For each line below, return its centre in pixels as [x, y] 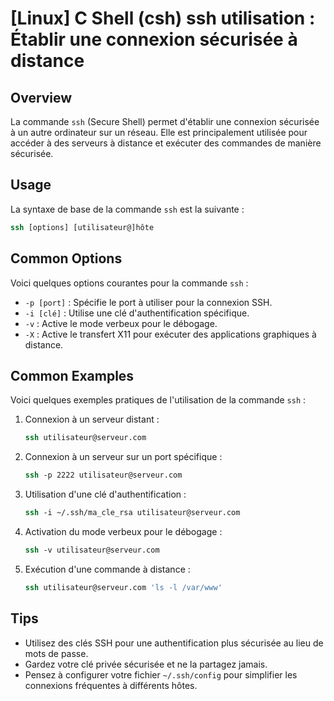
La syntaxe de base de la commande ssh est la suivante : [127, 209]
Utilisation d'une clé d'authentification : [105, 494]
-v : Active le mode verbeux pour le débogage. [121, 323]
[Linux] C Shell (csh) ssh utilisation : [163, 18]
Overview [41, 97]
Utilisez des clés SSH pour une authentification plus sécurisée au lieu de [174, 643]
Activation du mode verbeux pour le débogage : [123, 531]
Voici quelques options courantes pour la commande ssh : [129, 283]
